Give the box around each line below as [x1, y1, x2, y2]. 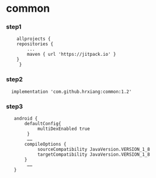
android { [13, 116, 38, 122]
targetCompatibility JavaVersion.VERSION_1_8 [37, 152, 150, 157]
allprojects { [16, 36, 51, 42]
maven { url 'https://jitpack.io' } [27, 52, 116, 58]
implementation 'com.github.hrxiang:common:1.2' [11, 89, 132, 95]
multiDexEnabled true [37, 126, 91, 132]
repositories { [16, 41, 54, 47]
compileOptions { [24, 142, 67, 147]
